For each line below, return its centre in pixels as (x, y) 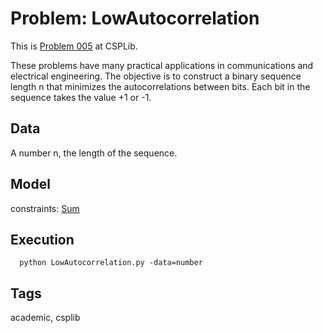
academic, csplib (45, 318)
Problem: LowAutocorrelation (135, 18)
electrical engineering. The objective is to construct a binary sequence (156, 76)
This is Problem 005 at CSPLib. (74, 46)
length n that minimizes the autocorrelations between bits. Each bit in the (160, 86)
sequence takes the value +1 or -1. (81, 97)
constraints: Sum (45, 208)
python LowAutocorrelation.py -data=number (111, 263)
